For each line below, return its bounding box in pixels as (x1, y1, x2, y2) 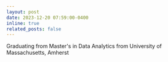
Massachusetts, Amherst (6, 49, 69, 57)
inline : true (6, 20, 40, 26)
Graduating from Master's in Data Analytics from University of (6, 43, 162, 50)
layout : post (6, 9, 40, 15)
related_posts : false (6, 26, 62, 32)
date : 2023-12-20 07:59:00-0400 (6, 15, 89, 21)
